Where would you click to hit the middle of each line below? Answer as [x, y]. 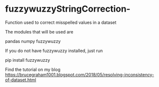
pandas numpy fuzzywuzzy [33, 41]
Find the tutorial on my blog [33, 70]
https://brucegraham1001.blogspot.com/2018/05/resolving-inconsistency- [79, 74]
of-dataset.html [21, 80]
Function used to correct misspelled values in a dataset [61, 22]
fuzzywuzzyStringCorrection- [68, 9]
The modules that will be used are [39, 32]
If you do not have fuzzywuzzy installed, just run [54, 51]
